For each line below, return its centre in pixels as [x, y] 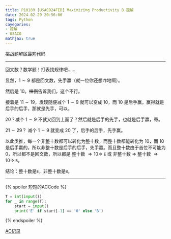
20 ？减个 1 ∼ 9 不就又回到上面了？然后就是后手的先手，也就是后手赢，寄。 [84, 119]
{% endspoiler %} [24, 221]
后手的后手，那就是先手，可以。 [39, 108]
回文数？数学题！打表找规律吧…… [40, 69]
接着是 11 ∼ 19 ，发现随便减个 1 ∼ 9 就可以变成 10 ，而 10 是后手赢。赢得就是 [85, 102]
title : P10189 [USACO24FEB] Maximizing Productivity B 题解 [69, 10]
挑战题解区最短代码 [25, 54]
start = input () [32, 206]
